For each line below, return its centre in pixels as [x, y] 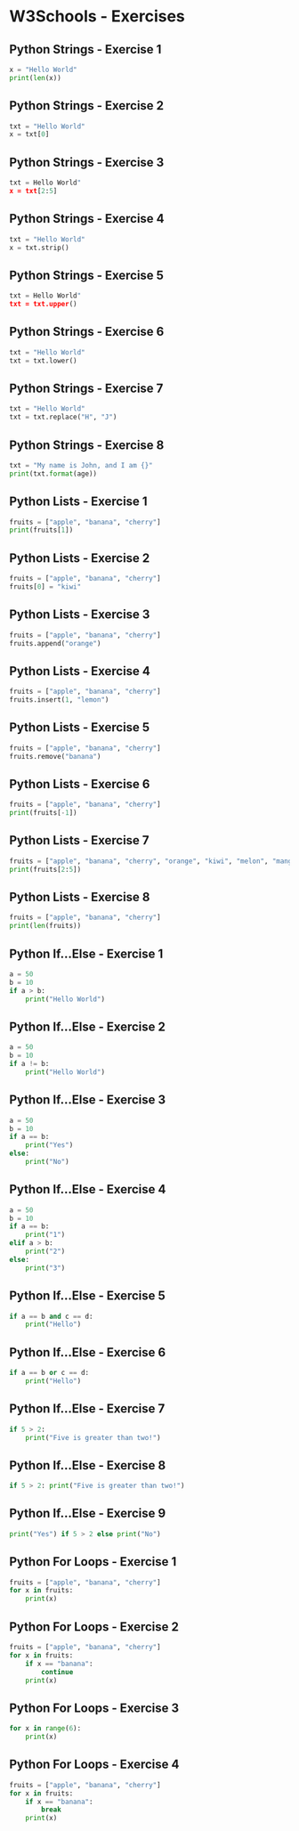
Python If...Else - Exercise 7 [87, 1409]
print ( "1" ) [45, 1235]
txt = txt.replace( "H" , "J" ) [63, 417]
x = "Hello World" [43, 69]
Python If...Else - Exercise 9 [88, 1514]
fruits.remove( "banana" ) [55, 756]
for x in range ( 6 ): [45, 1729]
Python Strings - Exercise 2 [87, 106]
